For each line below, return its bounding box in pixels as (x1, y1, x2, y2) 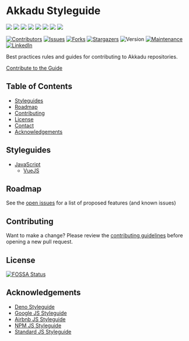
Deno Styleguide (14, 303, 55, 310)
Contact (14, 122, 34, 129)
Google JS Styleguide (14, 309, 67, 316)
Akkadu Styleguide (6, 4, 101, 18)
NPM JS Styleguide (14, 322, 62, 329)
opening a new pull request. (6, 238, 73, 245)
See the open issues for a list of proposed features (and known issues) (6, 199, 176, 206)
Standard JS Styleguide (14, 328, 72, 335)
